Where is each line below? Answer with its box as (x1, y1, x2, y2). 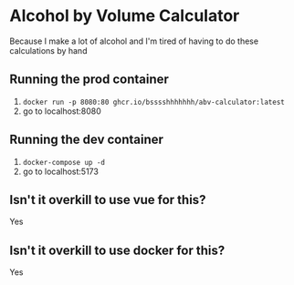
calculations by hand (9, 45, 88, 56)
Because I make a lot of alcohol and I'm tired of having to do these (9, 36, 258, 46)
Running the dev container (9, 132, 164, 148)
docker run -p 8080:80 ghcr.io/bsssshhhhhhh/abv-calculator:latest (22, 97, 285, 107)
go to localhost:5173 (22, 166, 99, 177)
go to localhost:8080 (22, 106, 102, 117)
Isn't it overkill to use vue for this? (9, 192, 206, 208)
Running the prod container (9, 72, 169, 87)
